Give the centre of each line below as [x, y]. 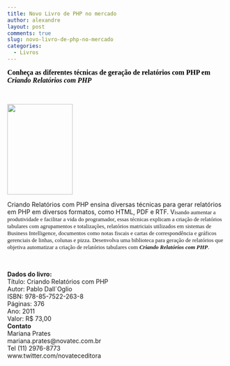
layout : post [26, 26]
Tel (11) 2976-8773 [34, 348]
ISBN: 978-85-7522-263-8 [45, 296]
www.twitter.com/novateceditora [54, 356]
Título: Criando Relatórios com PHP [58, 281]
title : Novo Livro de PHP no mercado [62, 14]
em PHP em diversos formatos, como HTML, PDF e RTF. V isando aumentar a [112, 212]
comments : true [29, 33]
